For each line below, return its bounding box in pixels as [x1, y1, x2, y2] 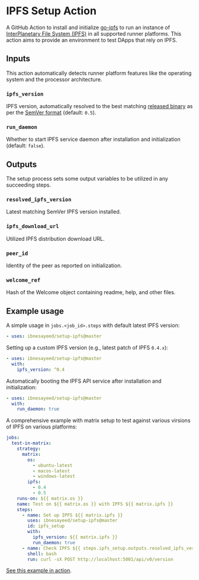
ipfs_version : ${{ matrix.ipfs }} [32, 534, 118, 540]
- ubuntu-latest [32, 462, 73, 468]
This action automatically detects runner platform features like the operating [6, 70, 192, 77]
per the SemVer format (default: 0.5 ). [6, 109, 97, 116]
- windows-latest [32, 474, 76, 480]
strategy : [17, 446, 41, 452]
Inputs [6, 53, 31, 64]
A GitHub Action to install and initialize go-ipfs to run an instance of [6, 24, 171, 31]
